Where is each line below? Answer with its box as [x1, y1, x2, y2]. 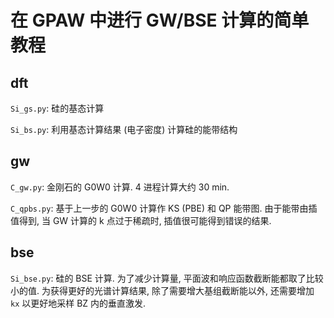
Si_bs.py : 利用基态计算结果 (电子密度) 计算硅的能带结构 [10, 124, 238, 135]
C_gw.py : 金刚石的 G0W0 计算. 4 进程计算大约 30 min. [10, 181, 230, 193]
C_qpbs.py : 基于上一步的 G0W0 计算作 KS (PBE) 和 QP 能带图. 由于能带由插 [10, 202, 318, 214]
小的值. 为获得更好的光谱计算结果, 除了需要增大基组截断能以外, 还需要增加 [10, 284, 315, 296]
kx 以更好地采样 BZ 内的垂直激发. [10, 297, 147, 309]
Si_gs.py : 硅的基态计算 [10, 102, 105, 114]
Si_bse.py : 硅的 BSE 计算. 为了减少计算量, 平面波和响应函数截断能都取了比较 [10, 272, 324, 284]
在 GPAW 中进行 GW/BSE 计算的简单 [10, 9, 310, 32]
